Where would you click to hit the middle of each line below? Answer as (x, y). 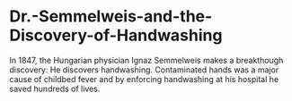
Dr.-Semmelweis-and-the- (111, 17)
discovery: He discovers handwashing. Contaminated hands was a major (144, 70)
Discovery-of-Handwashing (116, 35)
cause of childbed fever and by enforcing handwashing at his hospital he (144, 79)
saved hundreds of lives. (55, 88)
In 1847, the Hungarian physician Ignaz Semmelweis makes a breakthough (146, 60)
